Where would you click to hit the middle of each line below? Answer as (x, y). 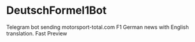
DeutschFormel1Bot (57, 10)
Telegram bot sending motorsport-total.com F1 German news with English (98, 27)
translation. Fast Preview (37, 33)
